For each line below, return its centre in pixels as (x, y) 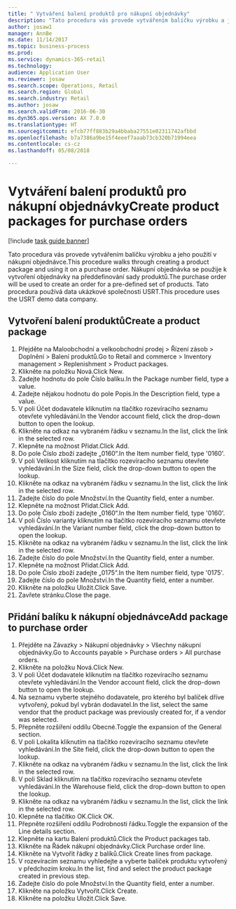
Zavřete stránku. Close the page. (64, 595)
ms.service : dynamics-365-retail (57, 60)
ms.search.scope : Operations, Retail (63, 86)
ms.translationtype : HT (43, 124)
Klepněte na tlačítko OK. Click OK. (66, 816)
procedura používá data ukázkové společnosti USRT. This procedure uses (114, 291)
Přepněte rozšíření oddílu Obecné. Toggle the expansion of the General (120, 727)
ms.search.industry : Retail (49, 99)
